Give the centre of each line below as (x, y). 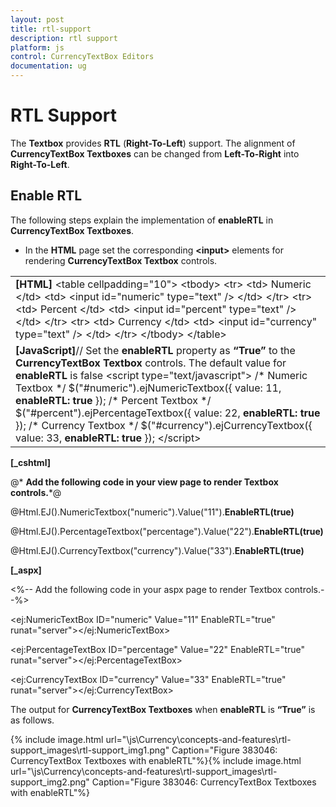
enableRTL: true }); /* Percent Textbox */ (113, 400)
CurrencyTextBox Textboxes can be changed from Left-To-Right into (155, 153)
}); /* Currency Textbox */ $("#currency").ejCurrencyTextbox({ (164, 425)
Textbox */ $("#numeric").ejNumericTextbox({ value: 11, (148, 388)
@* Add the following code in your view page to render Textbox (144, 482)
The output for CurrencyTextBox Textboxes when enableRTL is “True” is (163, 709)
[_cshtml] (30, 462)
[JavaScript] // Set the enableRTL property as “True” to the (155, 350)
